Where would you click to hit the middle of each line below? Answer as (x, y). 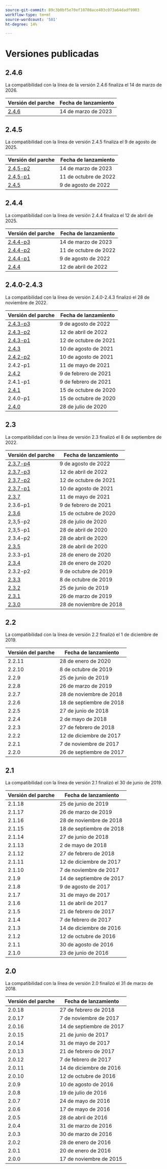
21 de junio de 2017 (84, 1034)
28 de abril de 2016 (83, 1118)
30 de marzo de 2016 (86, 1134)
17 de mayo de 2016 (85, 1109)
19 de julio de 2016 (83, 1093)
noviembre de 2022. (26, 302)
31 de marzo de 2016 (86, 1126)
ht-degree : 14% (21, 24)
